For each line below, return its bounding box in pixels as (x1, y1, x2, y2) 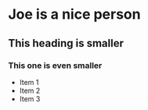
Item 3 (19, 94, 41, 103)
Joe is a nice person (8, 5, 141, 23)
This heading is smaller (8, 37, 124, 50)
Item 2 (19, 86, 41, 95)
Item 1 (19, 77, 39, 87)
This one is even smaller (8, 60, 103, 71)
